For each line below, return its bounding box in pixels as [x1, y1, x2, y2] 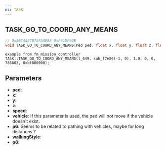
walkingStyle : [12, 134, 41, 140]
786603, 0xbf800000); [5, 60, 50, 65]
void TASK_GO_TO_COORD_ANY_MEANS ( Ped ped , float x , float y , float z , [5, 43, 154, 48]
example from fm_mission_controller [5, 52, 81, 57]
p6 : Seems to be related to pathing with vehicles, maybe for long [12, 123, 144, 129]
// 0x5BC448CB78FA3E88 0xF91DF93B [5, 38, 77, 43]
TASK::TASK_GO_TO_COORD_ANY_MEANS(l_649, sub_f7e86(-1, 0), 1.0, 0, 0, [5, 56, 156, 61]
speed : [12, 108, 27, 114]
